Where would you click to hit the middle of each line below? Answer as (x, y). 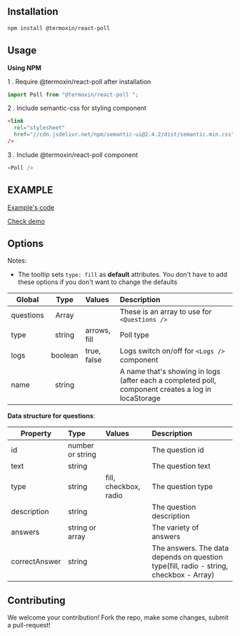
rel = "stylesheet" (40, 128)
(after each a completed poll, (168, 380)
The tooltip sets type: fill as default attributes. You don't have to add (122, 275)
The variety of (175, 528)
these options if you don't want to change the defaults (97, 282)
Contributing (36, 600)
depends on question (187, 557)
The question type (182, 487)
